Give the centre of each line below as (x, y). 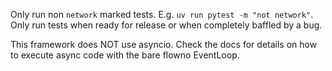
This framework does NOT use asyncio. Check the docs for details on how (164, 44)
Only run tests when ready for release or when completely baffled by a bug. (166, 25)
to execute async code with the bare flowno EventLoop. (125, 55)
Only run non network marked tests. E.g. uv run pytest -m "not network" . (162, 14)
